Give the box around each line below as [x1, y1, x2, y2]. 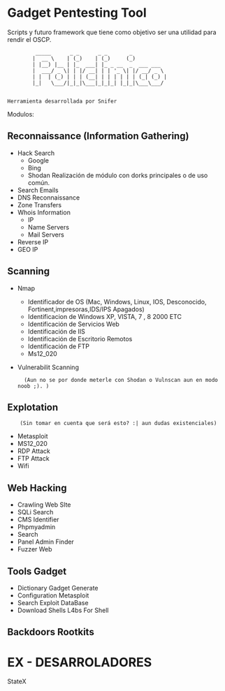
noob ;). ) [17, 382, 50, 389]
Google [27, 156, 49, 165]
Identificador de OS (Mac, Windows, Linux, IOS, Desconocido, [27, 297, 207, 306]
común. [27, 178, 50, 186]
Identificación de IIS [27, 327, 86, 336]
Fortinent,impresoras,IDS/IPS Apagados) [27, 305, 145, 313]
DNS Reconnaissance [17, 193, 80, 202]
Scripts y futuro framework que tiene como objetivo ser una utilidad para [7, 28, 217, 36]
